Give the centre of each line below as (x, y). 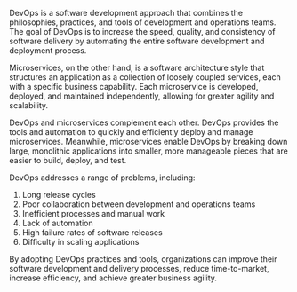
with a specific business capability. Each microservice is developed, (134, 87)
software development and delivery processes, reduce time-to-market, (139, 268)
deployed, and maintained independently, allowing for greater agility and (142, 96)
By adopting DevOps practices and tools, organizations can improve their (143, 259)
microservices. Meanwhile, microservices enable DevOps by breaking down (148, 142)
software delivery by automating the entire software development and (137, 41)
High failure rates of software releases (92, 233)
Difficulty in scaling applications (80, 242)
